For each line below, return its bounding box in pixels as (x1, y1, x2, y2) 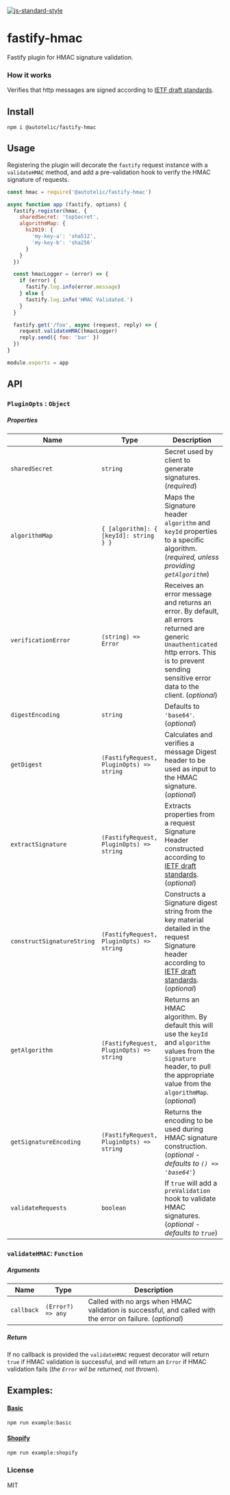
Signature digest (164, 898, 218, 908)
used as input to (164, 764, 216, 774)
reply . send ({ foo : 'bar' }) (19, 334, 99, 341)
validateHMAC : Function (7, 1249, 84, 1258)
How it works (7, 70, 52, 80)
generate (164, 464, 194, 473)
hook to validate (164, 1194, 216, 1203)
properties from (164, 810, 216, 819)
